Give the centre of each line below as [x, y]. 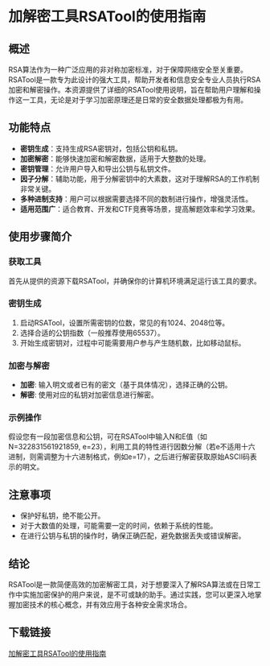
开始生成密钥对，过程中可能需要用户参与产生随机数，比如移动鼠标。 [133, 342]
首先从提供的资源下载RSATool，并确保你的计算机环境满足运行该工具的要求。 [135, 281]
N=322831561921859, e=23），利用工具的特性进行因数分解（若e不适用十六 [132, 447]
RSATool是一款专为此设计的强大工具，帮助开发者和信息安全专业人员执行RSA [135, 80]
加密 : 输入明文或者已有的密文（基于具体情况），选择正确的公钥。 [126, 385]
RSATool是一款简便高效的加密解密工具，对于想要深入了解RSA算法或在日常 [131, 585]
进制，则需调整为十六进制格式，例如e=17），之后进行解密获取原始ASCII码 [129, 457]
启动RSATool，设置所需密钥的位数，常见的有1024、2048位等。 [125, 322]
